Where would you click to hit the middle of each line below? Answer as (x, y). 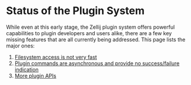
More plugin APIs (36, 76)
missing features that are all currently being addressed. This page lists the (96, 39)
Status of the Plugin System (76, 11)
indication (27, 69)
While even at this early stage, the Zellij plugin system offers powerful (91, 27)
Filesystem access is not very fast (56, 57)
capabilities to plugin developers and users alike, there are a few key (89, 33)
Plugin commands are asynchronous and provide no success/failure (97, 63)
